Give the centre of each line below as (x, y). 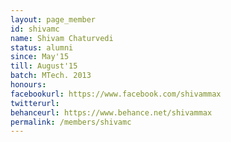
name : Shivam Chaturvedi (62, 38)
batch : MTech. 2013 (51, 76)
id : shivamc (35, 29)
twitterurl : (35, 103)
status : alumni (42, 47)
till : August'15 (44, 66)
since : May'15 (40, 57)
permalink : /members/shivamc (71, 122)
